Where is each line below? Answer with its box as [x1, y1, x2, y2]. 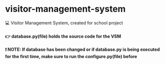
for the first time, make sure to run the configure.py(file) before [5, 54, 137, 60]
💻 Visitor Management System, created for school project [5, 20, 123, 25]
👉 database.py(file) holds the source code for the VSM [5, 33, 122, 39]
